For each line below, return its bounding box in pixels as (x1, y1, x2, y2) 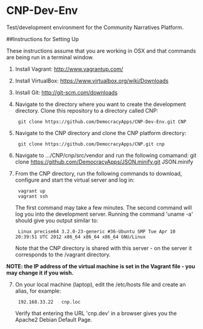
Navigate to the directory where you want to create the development (15, 101, 186, 108)
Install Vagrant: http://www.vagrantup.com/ (15, 65, 124, 73)
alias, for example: (15, 287, 61, 294)
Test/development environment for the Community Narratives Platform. (6, 24, 184, 31)
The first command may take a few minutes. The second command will (15, 204, 192, 211)
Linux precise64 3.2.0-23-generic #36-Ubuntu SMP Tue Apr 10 (18, 228, 176, 234)
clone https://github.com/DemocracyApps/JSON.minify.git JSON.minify (15, 158, 194, 165)
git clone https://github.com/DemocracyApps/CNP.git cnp (18, 141, 165, 147)
